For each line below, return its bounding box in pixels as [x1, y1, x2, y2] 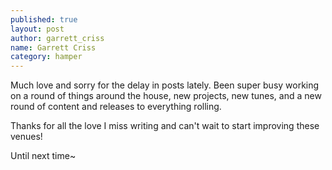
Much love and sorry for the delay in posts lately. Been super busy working [10, 79, 320, 91]
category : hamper [10, 52, 83, 62]
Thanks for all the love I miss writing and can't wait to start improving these [10, 120, 320, 132]
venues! [10, 131, 43, 143]
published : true [10, 14, 78, 25]
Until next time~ [10, 150, 77, 162]
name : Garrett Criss [10, 42, 97, 53]
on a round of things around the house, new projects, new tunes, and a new [10, 90, 322, 102]
